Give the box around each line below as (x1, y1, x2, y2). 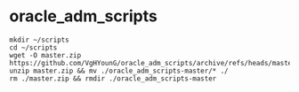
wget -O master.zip (9, 50, 82, 59)
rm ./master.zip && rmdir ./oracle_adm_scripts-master (9, 73, 217, 83)
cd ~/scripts (9, 42, 58, 52)
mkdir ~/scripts (9, 35, 69, 44)
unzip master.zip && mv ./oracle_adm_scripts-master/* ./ (9, 66, 229, 75)
